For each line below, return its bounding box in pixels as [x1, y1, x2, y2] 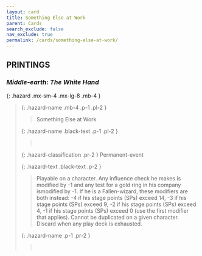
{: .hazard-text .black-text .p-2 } [21, 163, 102, 170]
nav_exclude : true [6, 32, 53, 38]
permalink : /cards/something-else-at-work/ [6, 37, 119, 43]
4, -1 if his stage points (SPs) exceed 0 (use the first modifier [36, 207, 189, 214]
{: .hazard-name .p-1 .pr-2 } [21, 232, 91, 239]
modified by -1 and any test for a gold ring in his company [36, 181, 181, 188]
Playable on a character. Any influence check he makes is [36, 174, 181, 182]
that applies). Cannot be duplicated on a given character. [36, 213, 179, 221]
